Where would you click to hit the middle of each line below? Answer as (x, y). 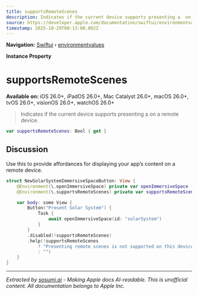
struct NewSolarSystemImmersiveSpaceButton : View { (71, 181)
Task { (46, 214)
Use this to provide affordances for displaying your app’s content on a (91, 163)
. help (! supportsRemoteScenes (63, 241)
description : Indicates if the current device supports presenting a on (99, 17)
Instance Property (29, 56)
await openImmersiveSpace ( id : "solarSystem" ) (105, 219)
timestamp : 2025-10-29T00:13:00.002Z (52, 28)
